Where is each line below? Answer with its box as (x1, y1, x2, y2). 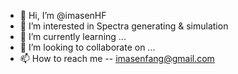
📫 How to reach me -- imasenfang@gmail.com (19, 53, 215, 64)
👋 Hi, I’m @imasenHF (19, 10, 107, 21)
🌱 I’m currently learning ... (19, 31, 127, 42)
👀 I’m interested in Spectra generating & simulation (19, 20, 229, 32)
